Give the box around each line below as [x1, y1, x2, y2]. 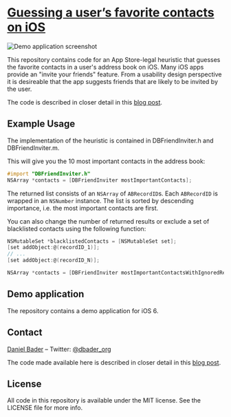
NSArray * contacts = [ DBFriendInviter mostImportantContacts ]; [7, 177, 192, 184]
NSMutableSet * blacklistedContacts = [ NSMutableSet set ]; [7, 237, 177, 245]
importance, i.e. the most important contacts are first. [7, 204, 159, 212]
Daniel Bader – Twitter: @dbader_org [7, 345, 111, 353]
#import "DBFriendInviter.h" [7, 170, 91, 177]
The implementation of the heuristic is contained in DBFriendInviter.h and [7, 136, 214, 145]
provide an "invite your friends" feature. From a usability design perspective [7, 70, 222, 78]
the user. [7, 85, 32, 93]
